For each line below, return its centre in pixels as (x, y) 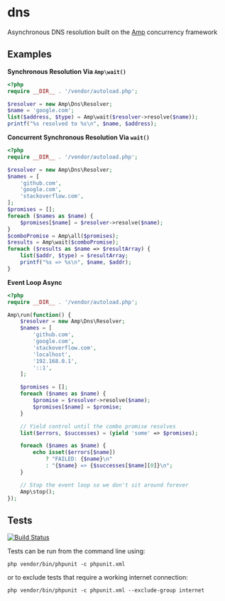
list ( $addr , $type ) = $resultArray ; (75, 256)
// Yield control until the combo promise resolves (98, 426)
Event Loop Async (35, 282)
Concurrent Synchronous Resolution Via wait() (79, 137)
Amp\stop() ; (38, 492)
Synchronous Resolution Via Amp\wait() (67, 71)
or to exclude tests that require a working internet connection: (98, 578)
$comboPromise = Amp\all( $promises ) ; (63, 236)
